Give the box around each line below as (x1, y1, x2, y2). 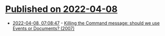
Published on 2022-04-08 (5, 3, 118, 15)
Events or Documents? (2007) (12, 25, 75, 31)
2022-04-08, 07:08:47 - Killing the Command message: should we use (12, 20, 160, 26)
